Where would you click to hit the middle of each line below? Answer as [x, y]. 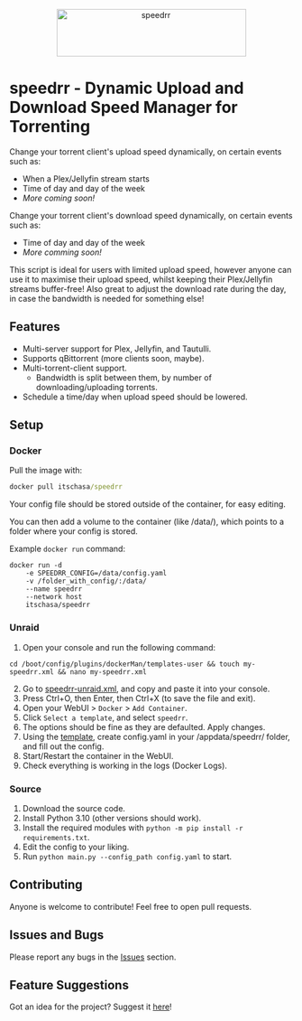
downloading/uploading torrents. [96, 387]
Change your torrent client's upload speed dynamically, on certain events [146, 151]
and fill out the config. [63, 746]
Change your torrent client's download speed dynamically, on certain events [151, 215]
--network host [54, 597]
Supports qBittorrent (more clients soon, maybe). [113, 358]
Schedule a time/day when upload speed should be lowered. [135, 397]
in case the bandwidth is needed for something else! [107, 298]
